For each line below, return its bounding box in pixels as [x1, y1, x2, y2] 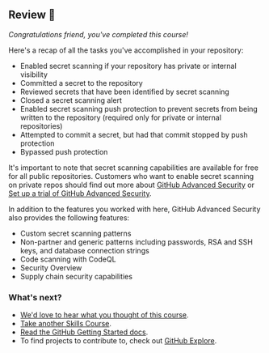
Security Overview [19, 262, 82, 272]
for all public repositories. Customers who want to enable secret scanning [8, 171, 254, 181]
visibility [19, 70, 48, 79]
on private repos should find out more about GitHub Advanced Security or [8, 180, 254, 189]
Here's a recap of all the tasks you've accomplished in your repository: [8, 45, 244, 55]
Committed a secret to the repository [19, 78, 143, 87]
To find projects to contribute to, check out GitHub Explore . [19, 336, 217, 346]
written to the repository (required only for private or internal [19, 113, 222, 122]
